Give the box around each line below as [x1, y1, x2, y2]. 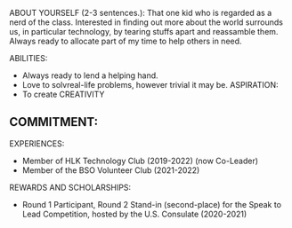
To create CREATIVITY [21, 89, 105, 99]
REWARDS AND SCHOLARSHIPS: [9, 182, 132, 193]
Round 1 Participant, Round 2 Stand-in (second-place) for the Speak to [21, 199, 282, 209]
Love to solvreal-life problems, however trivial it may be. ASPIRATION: [21, 80, 279, 90]
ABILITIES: [9, 53, 48, 63]
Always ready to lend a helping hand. [21, 70, 158, 81]
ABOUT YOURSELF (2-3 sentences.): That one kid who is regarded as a [9, 8, 272, 18]
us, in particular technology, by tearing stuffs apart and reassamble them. [9, 27, 279, 36]
